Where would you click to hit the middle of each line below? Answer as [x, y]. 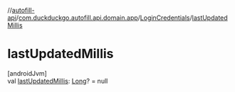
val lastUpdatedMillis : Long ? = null [58, 81]
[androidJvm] [27, 73]
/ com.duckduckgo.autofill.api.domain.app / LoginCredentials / [104, 18]
